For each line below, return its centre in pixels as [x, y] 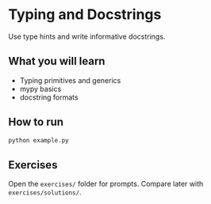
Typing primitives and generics [70, 80]
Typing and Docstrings [85, 15]
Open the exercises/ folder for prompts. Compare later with [106, 184]
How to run [36, 122]
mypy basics [40, 89]
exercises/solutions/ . [45, 192]
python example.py [38, 140]
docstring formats [49, 97]
